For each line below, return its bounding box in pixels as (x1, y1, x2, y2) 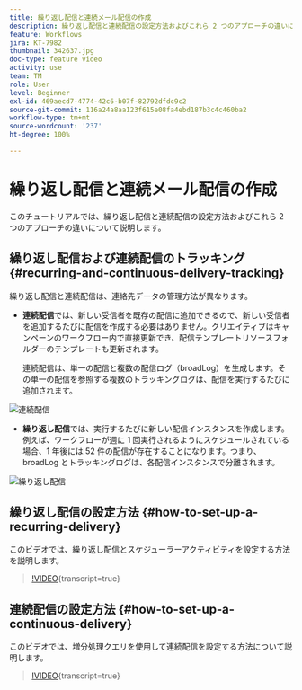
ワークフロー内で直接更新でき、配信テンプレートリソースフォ (61, 332, 289, 342)
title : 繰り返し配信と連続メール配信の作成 (9, 13, 152, 22)
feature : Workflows (9, 30, 83, 39)
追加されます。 (22, 385, 78, 395)
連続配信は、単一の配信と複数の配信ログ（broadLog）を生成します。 (22, 362, 279, 373)
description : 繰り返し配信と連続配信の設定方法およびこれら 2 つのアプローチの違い (9, 22, 289, 31)
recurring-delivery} (9, 519, 121, 535)
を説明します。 (9, 555, 65, 566)
